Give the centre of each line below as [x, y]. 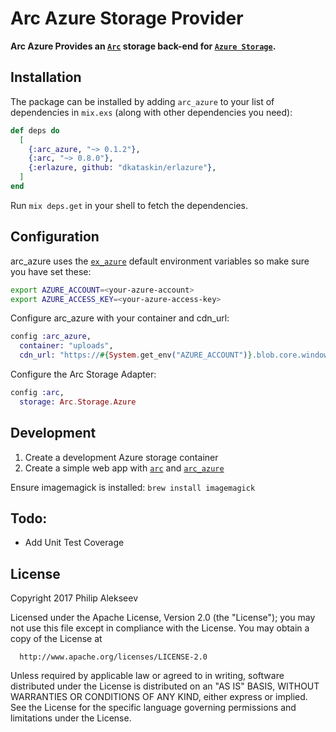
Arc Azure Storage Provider [127, 18]
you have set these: [51, 271]
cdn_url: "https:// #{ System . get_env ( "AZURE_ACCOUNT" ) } [136, 355]
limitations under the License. [71, 718]
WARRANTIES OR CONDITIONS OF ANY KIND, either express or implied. [159, 697]
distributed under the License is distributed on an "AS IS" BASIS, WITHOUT [165, 686]
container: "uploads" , [66, 346]
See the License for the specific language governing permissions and [153, 708]
